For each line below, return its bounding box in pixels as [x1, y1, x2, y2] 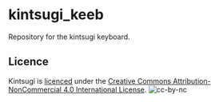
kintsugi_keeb [8, 6, 104, 24]
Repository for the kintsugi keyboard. [8, 32, 130, 41]
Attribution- [173, 76, 211, 85]
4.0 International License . [63, 84, 147, 94]
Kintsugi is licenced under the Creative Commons [8, 76, 172, 85]
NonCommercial [8, 84, 62, 94]
